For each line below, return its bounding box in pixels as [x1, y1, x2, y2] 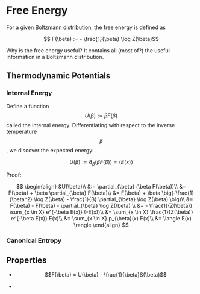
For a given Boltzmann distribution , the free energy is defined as [6, 23, 166, 31]
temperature [6, 128, 37, 135]
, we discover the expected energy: [6, 146, 95, 154]
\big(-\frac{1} [161, 189, 195, 196]
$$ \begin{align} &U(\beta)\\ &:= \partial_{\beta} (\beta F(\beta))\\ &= [16, 183, 187, 190]
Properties [6, 255, 47, 265]
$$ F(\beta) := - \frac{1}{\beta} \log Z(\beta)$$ [43, 35, 159, 42]
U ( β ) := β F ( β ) [84, 112, 118, 119]
